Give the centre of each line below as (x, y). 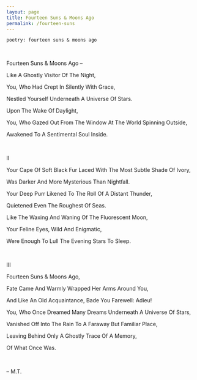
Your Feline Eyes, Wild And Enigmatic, (54, 229)
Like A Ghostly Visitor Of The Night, (51, 75)
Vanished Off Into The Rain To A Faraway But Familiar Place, (82, 324)
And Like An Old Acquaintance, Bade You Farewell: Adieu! (79, 300)
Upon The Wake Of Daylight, (42, 111)
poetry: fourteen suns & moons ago (52, 40)
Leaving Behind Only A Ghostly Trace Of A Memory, (72, 336)
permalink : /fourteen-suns (41, 23)
